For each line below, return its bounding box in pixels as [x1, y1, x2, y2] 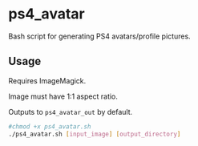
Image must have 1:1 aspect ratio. [8, 91, 119, 101]
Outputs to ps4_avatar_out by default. [8, 107, 133, 116]
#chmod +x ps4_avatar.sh [8, 122, 91, 131]
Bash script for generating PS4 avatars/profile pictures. [8, 31, 191, 41]
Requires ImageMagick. [8, 75, 87, 85]
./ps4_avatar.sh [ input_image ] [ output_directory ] [8, 130, 181, 138]
